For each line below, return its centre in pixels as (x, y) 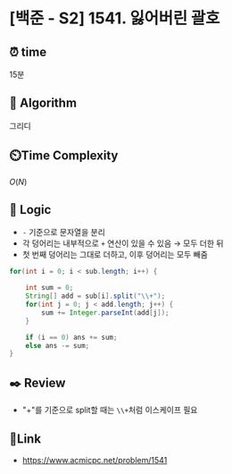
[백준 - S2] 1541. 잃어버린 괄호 (115, 18)
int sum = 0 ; (50, 288)
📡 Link (25, 439)
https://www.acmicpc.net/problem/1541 (95, 460)
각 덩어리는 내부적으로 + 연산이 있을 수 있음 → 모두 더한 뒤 (123, 243)
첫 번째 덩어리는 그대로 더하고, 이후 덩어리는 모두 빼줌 (115, 255)
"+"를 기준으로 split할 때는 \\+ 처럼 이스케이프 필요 (110, 410)
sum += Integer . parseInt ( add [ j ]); (105, 313)
